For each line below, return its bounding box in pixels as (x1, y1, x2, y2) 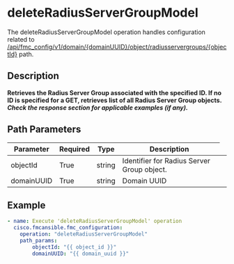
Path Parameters (7, 124, 81, 135)
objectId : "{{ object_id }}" (32, 243, 117, 251)
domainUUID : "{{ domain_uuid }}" (32, 250, 130, 257)
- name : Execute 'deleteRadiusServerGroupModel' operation (7, 217, 182, 225)
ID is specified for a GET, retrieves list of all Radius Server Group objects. (7, 96, 222, 104)
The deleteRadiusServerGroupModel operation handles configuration (7, 28, 205, 36)
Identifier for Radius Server (122, 156, 211, 165)
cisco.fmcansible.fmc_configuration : (13, 224, 123, 231)
